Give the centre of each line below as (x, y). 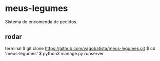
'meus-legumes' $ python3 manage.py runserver (54, 53)
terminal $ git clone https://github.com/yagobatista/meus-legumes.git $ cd (80, 48)
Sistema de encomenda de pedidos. (41, 22)
